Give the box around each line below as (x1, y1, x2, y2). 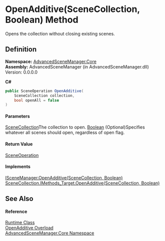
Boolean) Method (5, 14, 78, 25)
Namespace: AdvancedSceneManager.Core (5, 58, 96, 64)
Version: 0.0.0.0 (5, 69, 38, 75)
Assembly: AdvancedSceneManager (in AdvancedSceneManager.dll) (5, 63, 149, 69)
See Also (5, 194, 33, 203)
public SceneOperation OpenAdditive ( (5, 88, 84, 93)
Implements (5, 163, 31, 169)
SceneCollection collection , (14, 93, 75, 98)
